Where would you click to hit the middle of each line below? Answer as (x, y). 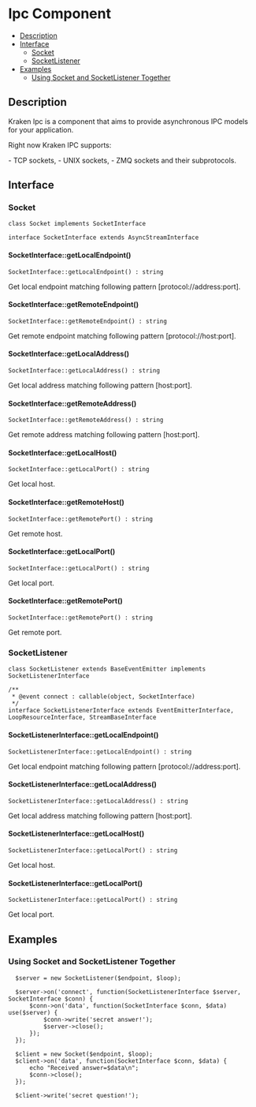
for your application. (41, 129)
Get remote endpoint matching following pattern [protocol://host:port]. (122, 335)
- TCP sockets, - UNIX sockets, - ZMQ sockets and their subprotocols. (122, 160)
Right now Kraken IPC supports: (60, 145)
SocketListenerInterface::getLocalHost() (76, 834)
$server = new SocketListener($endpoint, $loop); (98, 978)
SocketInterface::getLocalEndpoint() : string (86, 272)
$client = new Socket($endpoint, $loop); (84, 1054)
